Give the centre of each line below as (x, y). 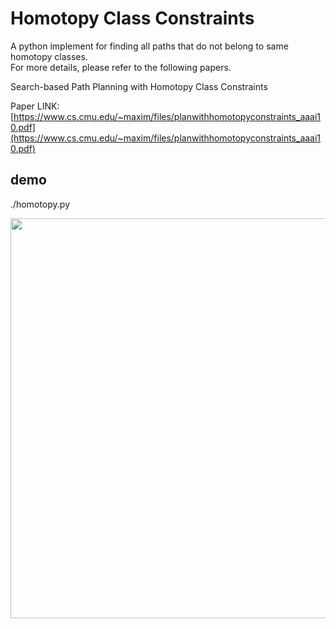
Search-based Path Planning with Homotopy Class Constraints (139, 86)
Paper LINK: (35, 106)
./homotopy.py (40, 204)
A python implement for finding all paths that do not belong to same (149, 46)
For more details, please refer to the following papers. (121, 67)
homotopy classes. (49, 56)
